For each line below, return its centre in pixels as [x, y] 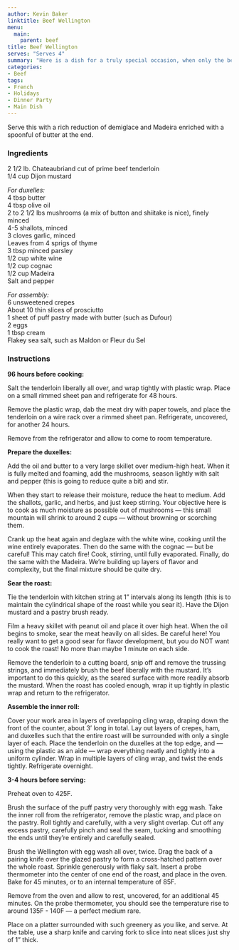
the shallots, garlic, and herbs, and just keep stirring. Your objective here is [117, 503]
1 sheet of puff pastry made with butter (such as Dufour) [90, 317]
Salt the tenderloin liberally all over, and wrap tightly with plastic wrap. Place [119, 388]
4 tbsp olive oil [29, 205]
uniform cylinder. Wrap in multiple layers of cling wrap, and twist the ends [115, 759]
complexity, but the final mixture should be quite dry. [85, 570]
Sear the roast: [30, 583]
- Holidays [23, 93]
